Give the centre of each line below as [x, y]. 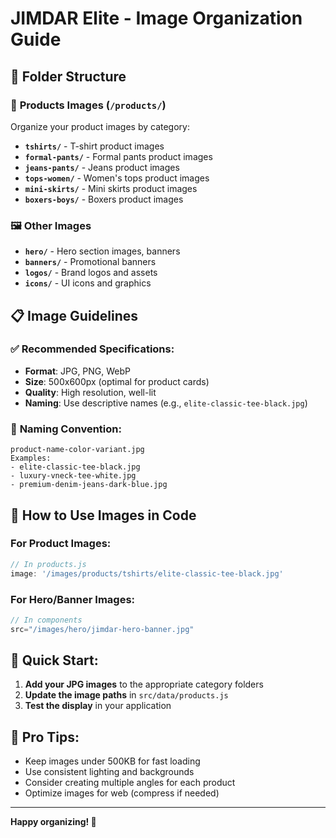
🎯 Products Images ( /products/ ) [88, 105]
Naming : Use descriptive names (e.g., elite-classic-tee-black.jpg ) [166, 403]
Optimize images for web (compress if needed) [122, 793]
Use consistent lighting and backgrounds [109, 772]
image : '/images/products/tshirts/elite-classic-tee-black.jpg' [147, 573]
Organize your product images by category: [100, 126]
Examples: [31, 458]
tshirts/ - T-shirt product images [94, 146]
